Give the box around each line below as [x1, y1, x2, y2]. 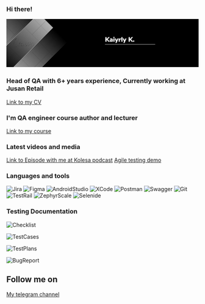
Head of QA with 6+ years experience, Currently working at [6, 77, 186, 85]
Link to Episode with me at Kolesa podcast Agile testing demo [6, 156, 162, 164]
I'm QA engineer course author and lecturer [6, 114, 138, 122]
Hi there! [6, 5, 33, 13]
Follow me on [6, 274, 58, 285]
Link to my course [6, 127, 52, 134]
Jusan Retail [6, 84, 44, 93]
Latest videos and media [6, 142, 81, 151]
